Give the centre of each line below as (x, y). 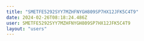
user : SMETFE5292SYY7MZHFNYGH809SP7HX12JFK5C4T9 (68, 23)
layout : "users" (27, 29)
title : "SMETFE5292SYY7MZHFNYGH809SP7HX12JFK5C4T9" (72, 12)
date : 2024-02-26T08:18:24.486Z (47, 17)
